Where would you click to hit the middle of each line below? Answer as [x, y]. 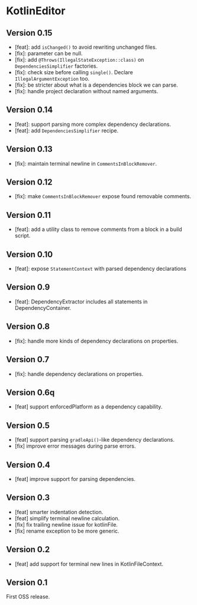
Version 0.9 [28, 287]
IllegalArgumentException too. [52, 79]
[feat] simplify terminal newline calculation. [67, 518]
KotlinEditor [36, 11]
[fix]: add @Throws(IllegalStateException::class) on [79, 60]
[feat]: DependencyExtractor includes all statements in [81, 302]
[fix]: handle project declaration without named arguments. [86, 91]
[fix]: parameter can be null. [49, 53]
